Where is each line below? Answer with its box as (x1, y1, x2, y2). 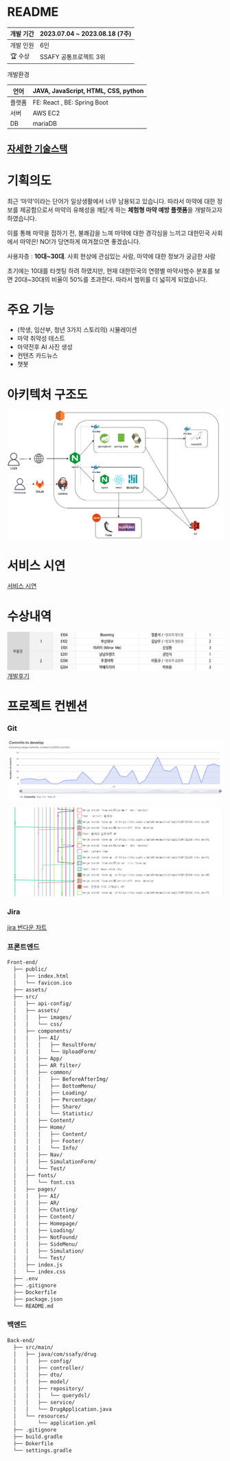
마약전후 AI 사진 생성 (16, 343, 73, 351)
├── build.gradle (13, 1433, 63, 1440)
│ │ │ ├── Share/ (13, 1103, 81, 1110)
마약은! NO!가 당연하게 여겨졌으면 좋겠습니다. (19, 237, 141, 245)
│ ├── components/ (13, 1028, 72, 1035)
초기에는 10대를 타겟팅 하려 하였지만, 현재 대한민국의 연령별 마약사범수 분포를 (7, 266, 214, 275)
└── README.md (13, 1303, 54, 1310)
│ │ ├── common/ (13, 1069, 72, 1076)
